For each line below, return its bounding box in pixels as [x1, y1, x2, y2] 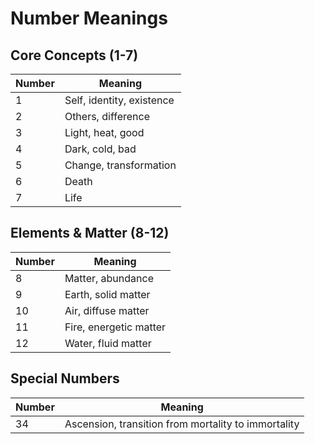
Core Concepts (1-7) [10, 47, 139, 64]
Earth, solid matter [64, 287, 151, 301]
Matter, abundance [64, 271, 154, 285]
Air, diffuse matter [64, 303, 150, 317]
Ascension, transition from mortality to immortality [64, 417, 300, 431]
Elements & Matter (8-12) [10, 225, 170, 242]
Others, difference [64, 110, 150, 123]
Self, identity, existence [64, 93, 175, 107]
